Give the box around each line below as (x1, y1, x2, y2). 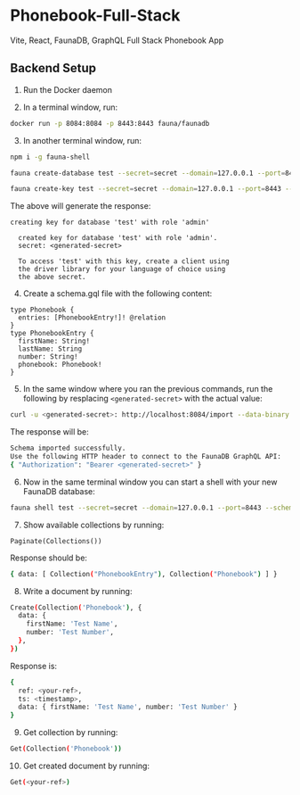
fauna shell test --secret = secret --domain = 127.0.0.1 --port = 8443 (10, 503, 262, 512)
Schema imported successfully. (10, 443, 126, 453)
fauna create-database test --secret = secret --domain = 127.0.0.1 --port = (10, 169, 286, 178)
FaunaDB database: (22, 485, 96, 496)
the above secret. (18, 273, 87, 282)
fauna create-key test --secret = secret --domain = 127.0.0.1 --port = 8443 (10, 185, 281, 194)
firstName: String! (18, 336, 91, 346)
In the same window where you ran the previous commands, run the (22, 384, 273, 394)
